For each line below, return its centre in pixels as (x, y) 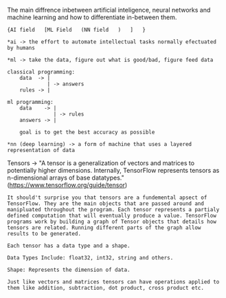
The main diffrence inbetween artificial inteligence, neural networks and (109, 10)
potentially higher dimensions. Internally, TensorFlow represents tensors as (113, 170)
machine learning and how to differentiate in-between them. (92, 17)
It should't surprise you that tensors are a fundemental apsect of (107, 198)
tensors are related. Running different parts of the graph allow (104, 228)
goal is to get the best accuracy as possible (87, 132)
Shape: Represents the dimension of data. (69, 270)
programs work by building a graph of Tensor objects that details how (112, 222)
